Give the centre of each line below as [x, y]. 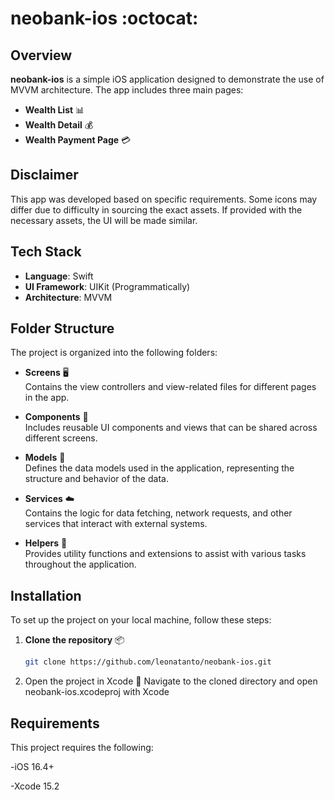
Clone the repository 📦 [74, 640]
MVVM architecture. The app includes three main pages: [127, 90]
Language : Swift [59, 276]
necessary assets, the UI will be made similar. [104, 220]
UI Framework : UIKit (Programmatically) [107, 286]
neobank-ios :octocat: [104, 18]
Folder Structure [62, 328]
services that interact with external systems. [116, 524]
